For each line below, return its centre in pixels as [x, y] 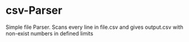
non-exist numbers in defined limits [50, 33]
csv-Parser [34, 10]
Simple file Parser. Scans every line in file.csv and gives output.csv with [94, 27]
